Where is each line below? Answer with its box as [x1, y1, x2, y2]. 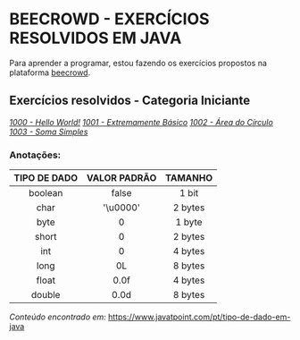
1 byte [175, 216, 203, 228]
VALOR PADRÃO [86, 172, 157, 184]
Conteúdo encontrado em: [9, 311, 107, 322]
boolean [28, 187, 63, 200]
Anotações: [9, 149, 62, 161]
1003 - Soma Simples [9, 126, 88, 137]
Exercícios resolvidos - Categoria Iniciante [9, 93, 251, 108]
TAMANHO [164, 172, 212, 184]
